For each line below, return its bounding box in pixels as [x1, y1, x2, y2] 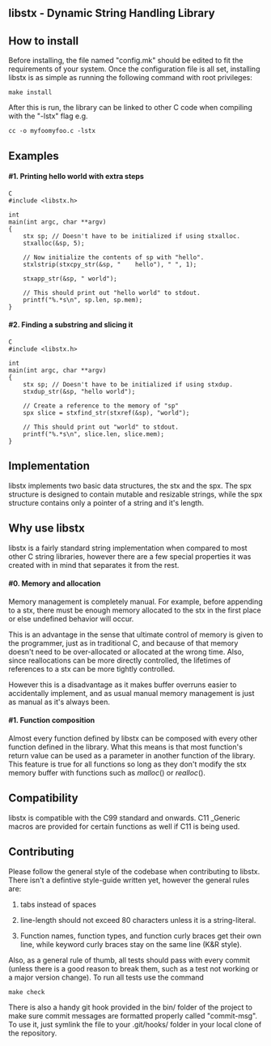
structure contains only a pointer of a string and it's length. [8, 497, 205, 507]
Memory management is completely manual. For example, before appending [8, 596, 263, 606]
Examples [8, 149, 59, 163]
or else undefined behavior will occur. [8, 613, 134, 623]
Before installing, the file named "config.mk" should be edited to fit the [8, 56, 243, 66]
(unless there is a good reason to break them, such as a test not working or [8, 963, 259, 973]
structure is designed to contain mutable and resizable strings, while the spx [8, 489, 263, 499]
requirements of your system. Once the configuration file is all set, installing [8, 64, 260, 74]
